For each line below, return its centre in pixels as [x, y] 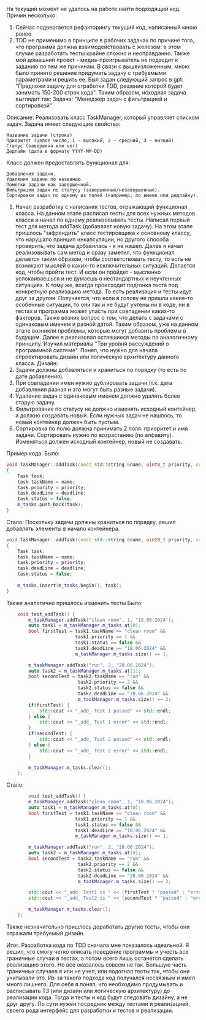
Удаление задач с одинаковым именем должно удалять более [98, 396]
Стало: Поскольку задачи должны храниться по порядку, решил [91, 522]
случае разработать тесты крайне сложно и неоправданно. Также [103, 53]
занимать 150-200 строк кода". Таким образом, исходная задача [101, 92]
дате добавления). [40, 376]
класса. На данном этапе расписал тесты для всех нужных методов [105, 213]
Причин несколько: [32, 15]
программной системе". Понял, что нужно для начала [86, 350]
